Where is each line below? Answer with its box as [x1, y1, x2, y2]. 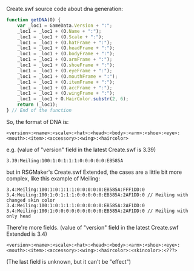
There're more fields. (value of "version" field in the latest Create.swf [6, 224, 179, 231]
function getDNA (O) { [6, 17, 61, 23]
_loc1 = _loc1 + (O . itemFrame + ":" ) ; [17, 79, 115, 85]
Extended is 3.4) [6, 230, 47, 238]
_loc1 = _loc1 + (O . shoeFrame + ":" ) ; [17, 62, 115, 68]
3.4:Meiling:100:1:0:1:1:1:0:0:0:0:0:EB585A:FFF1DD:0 [6, 187, 145, 193]
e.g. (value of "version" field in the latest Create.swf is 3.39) [6, 146, 156, 153]
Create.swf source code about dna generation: [6, 5, 123, 12]
